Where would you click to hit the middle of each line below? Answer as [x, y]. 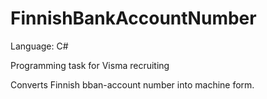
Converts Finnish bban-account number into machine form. [132, 84]
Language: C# [39, 46]
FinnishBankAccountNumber [133, 18]
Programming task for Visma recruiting [90, 65]
